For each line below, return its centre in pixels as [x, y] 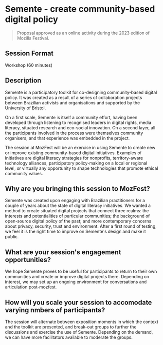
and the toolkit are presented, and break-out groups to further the [71, 327]
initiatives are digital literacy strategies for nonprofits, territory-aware [74, 158]
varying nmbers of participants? [55, 310]
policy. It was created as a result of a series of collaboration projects [73, 97]
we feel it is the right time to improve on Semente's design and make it [75, 232]
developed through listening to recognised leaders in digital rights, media [78, 122]
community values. [24, 173]
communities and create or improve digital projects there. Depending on [77, 277]
